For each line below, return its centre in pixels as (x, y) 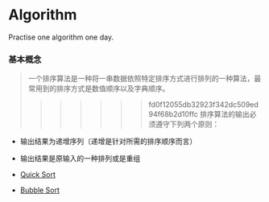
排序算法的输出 (225, 114)
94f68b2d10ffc (174, 114)
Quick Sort (38, 175)
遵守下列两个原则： (188, 124)
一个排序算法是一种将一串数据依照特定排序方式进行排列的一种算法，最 (145, 79)
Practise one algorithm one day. (61, 37)
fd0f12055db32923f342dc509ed (204, 105)
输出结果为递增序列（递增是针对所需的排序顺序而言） (108, 142)
